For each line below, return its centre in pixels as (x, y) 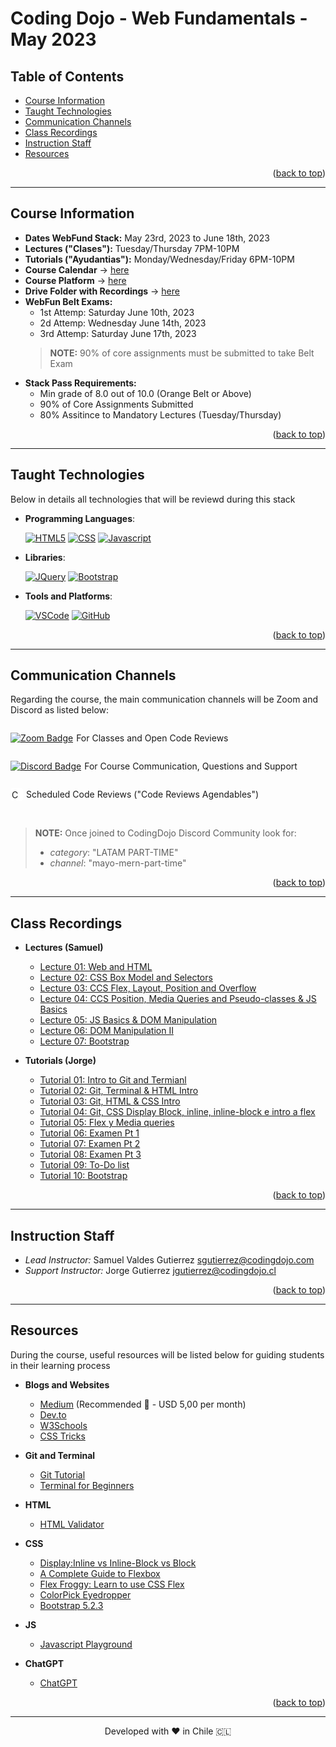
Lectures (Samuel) (64, 948)
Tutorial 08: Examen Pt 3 (90, 1154)
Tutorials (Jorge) (60, 1061)
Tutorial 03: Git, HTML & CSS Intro (110, 1101)
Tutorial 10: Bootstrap (83, 1176)
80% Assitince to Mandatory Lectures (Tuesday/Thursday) (160, 414)
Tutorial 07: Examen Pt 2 (90, 1144)
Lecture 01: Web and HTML (96, 967)
